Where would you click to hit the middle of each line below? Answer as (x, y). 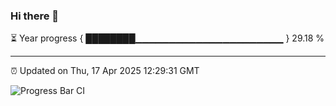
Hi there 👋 (35, 16)
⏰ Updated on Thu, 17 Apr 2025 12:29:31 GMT (105, 71)
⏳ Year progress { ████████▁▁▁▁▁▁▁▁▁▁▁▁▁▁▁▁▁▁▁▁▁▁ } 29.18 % (167, 38)
